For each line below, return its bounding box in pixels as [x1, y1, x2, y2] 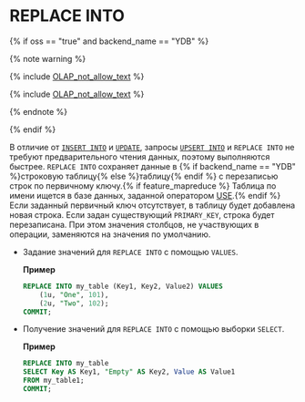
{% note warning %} [9, 53, 86, 64]
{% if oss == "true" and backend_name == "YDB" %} [9, 36, 209, 46]
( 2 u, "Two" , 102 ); [39, 298, 109, 308]
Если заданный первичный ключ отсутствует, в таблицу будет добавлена [9, 200, 296, 211]
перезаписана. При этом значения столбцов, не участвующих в [9, 219, 259, 230]
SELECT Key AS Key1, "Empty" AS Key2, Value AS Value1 [22, 367, 236, 376]
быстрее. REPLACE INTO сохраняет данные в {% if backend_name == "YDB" [9, 160, 296, 171]
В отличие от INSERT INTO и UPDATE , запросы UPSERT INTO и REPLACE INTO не [9, 141, 295, 152]
